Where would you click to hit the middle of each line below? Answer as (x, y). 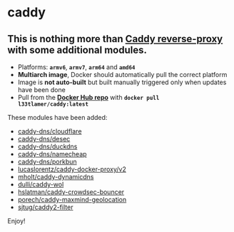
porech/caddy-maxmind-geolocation (72, 200)
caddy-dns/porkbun (47, 162)
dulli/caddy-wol (41, 184)
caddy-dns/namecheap (52, 154)
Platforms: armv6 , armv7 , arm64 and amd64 (76, 67)
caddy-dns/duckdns (47, 146)
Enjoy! (17, 221)
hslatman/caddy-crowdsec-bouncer (71, 192)
